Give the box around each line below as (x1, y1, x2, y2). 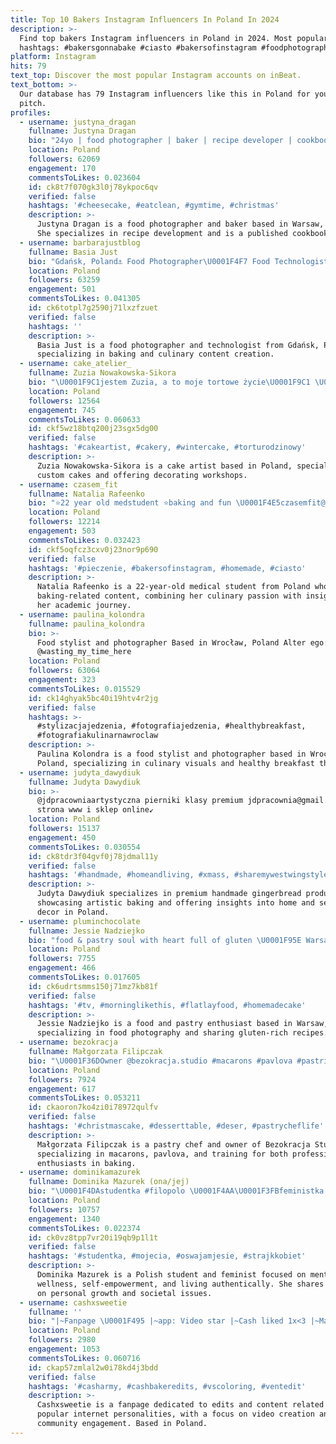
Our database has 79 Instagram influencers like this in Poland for (19, 89, 311, 99)
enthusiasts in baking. (36, 1158, 137, 1168)
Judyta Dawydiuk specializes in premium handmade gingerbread (36, 889, 302, 899)
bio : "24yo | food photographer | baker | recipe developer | (28, 136, 293, 146)
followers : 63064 (28, 666, 101, 676)
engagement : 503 (28, 526, 97, 536)
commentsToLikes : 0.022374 (28, 1223, 141, 1233)
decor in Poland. (36, 907, 110, 917)
